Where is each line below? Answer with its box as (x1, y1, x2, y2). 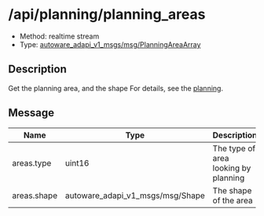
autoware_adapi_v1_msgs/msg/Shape (64, 190, 206, 201)
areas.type (12, 157, 52, 168)
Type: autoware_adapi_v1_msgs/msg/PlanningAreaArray (19, 39, 201, 49)
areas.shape (12, 190, 57, 201)
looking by (212, 163, 251, 174)
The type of (212, 143, 256, 154)
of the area (212, 195, 253, 206)
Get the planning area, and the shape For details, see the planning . (8, 83, 224, 93)
